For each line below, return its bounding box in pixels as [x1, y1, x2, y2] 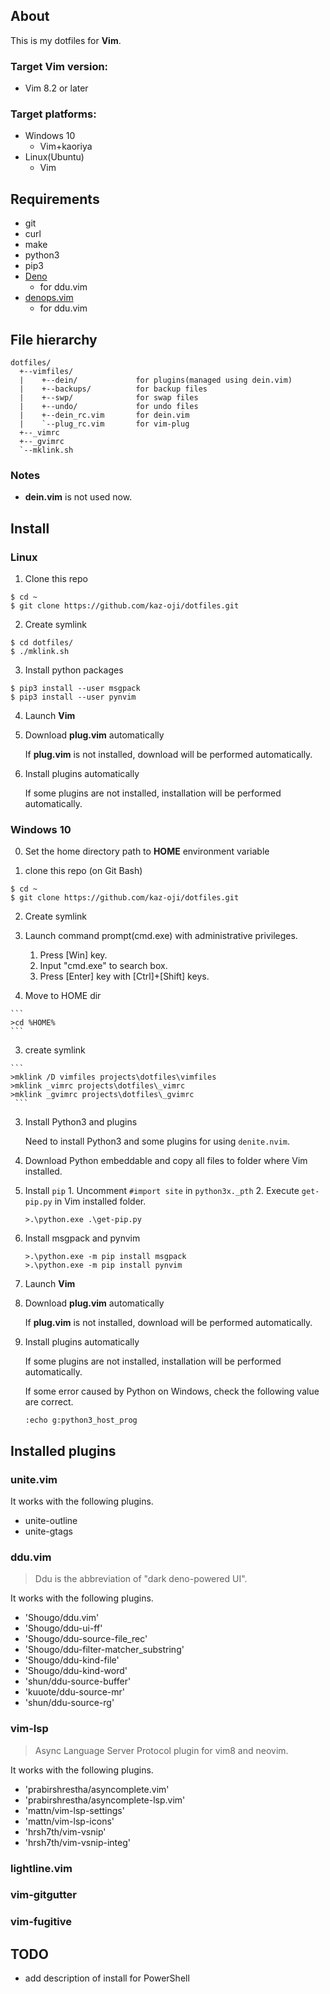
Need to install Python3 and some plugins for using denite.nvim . [24, 1135, 290, 1148]
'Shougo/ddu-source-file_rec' [24, 1633, 148, 1645]
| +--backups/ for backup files [19, 384, 208, 394]
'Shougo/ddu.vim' [24, 1612, 100, 1624]
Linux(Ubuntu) [24, 151, 85, 163]
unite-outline [24, 1515, 78, 1526]
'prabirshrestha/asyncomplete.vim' [24, 1783, 170, 1795]
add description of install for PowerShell [24, 1972, 190, 1984]
